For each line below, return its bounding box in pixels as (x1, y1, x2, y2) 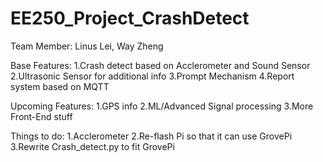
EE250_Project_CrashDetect (10, 7, 250, 30)
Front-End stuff (10, 110, 73, 122)
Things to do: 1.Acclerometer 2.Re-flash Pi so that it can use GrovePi (10, 130, 293, 142)
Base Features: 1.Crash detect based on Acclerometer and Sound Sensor (10, 59, 311, 71)
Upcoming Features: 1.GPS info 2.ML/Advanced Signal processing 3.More (10, 100, 314, 112)
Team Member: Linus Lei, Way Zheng (10, 40, 164, 52)
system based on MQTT (10, 80, 110, 92)
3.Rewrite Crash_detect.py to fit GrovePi (10, 140, 175, 152)
